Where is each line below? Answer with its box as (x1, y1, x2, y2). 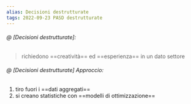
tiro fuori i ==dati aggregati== (15, 85, 91, 92)
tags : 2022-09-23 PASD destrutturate (6, 15, 103, 21)
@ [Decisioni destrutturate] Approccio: (6, 67, 104, 74)
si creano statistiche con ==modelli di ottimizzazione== (15, 92, 155, 99)
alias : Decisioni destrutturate (6, 9, 89, 15)
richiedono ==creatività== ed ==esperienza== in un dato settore (21, 53, 185, 60)
